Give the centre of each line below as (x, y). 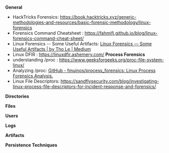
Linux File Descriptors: (36, 81)
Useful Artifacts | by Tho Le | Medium (52, 49)
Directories (17, 96)
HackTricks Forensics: (36, 17)
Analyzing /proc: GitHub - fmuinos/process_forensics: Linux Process (84, 70)
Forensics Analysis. (33, 76)
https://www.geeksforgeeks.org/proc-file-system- (112, 60)
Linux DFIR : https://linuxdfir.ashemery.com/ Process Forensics (79, 54)
